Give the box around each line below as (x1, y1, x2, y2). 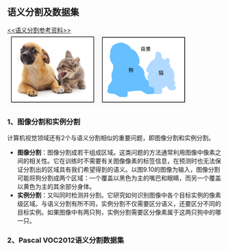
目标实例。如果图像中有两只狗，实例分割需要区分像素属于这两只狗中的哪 (16, 208, 221, 217)
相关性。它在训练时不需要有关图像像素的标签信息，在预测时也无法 (29, 157, 216, 166)
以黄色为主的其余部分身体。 (16, 183, 96, 191)
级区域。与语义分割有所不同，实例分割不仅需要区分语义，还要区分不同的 (16, 200, 221, 208)
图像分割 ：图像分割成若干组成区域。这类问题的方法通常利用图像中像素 (16, 148, 216, 157)
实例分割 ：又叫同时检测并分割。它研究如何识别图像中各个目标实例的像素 (16, 191, 221, 200)
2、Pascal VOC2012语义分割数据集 (7, 235, 125, 245)
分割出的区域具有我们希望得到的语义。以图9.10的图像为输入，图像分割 (23, 166, 220, 174)
